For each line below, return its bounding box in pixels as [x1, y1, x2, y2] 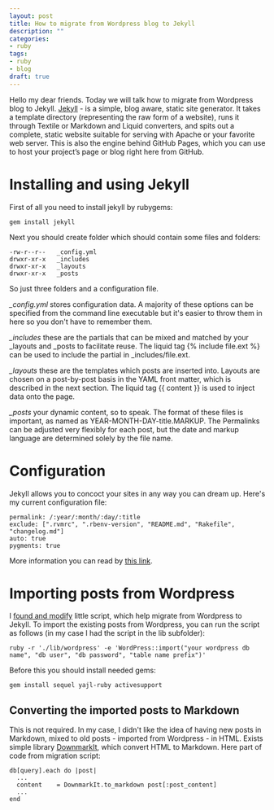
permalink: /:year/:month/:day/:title [9, 513, 141, 521]
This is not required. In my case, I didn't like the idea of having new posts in [9, 725, 262, 735]
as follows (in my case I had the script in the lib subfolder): [9, 628, 206, 638]
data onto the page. [9, 392, 76, 401]
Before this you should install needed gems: [9, 665, 157, 676]
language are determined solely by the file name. [9, 433, 173, 443]
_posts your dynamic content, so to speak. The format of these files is [9, 407, 244, 417]
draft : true [9, 72, 50, 81]
